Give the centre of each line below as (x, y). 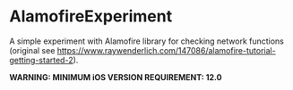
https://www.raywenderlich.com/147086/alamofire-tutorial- (166, 50)
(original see (32, 50)
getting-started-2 (41, 60)
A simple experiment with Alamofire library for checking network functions (147, 41)
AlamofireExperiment (91, 16)
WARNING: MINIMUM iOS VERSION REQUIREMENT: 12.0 (116, 77)
